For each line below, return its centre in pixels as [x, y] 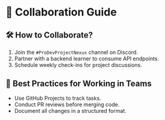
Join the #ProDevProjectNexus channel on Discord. [76, 52]
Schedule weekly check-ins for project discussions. [78, 65]
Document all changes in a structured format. [70, 110]
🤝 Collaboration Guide [61, 12]
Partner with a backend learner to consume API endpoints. [87, 59]
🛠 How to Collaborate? [49, 35]
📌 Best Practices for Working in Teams [79, 84]
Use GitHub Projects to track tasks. [58, 98]
